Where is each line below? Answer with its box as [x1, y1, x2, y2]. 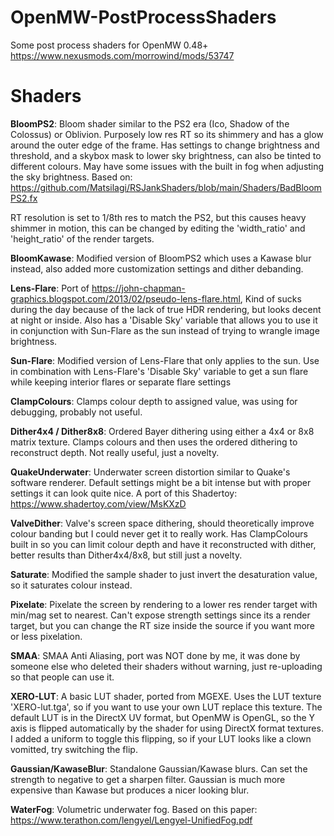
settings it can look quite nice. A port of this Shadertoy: [10, 487, 238, 499]
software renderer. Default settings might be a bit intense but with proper [10, 476, 312, 488]
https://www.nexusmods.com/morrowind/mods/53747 [10, 49, 235, 61]
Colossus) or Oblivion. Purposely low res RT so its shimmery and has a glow [10, 128, 324, 140]
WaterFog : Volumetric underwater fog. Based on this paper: [10, 803, 258, 815]
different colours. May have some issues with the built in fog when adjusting [10, 160, 325, 172]
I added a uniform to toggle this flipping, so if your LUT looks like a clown [10, 732, 312, 745]
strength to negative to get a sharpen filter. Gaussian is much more [10, 773, 286, 785]
